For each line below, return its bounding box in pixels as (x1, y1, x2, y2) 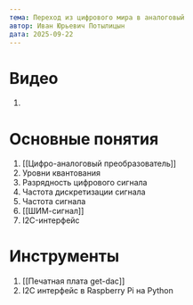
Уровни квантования (21, 168, 101, 178)
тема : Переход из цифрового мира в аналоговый (9, 12, 185, 22)
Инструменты (9, 246, 120, 267)
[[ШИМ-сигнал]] (21, 206, 84, 217)
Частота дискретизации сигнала (21, 186, 146, 197)
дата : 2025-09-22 (9, 29, 74, 38)
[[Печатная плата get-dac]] (21, 276, 125, 286)
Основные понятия (9, 128, 159, 149)
